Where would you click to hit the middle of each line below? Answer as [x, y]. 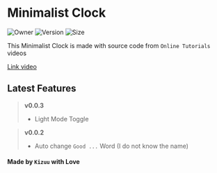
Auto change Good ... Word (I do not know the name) [112, 146]
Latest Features [42, 89]
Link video [22, 66]
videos [17, 53]
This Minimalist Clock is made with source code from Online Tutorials [109, 45]
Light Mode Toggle [62, 119]
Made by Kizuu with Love [43, 162]
